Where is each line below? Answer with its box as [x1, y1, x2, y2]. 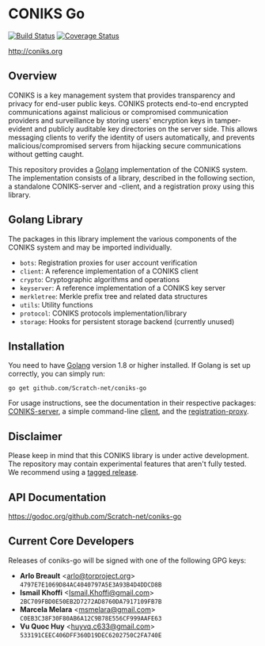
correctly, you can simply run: [8, 369, 105, 379]
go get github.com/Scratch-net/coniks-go [8, 384, 147, 392]
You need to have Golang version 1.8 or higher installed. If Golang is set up [8, 361, 251, 370]
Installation [8, 339, 65, 353]
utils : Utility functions [19, 300, 93, 309]
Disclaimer [8, 430, 62, 443]
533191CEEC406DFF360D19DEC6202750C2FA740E [19, 631, 162, 639]
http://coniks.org [8, 46, 63, 55]
